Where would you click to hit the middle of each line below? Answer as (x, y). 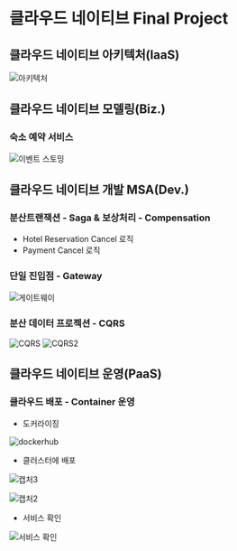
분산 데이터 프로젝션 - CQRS (67, 323)
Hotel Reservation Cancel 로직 (78, 239)
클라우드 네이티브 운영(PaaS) (86, 374)
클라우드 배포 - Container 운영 (72, 402)
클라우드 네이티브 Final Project (119, 19)
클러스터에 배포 (49, 460)
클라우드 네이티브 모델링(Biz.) (87, 109)
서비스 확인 (42, 518)
